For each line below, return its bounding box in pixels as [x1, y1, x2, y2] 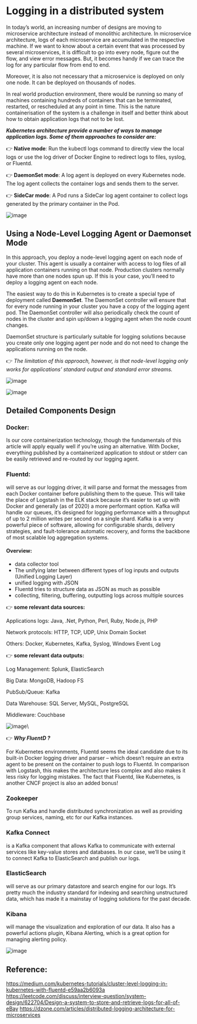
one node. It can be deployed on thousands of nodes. [6, 78, 136, 86]
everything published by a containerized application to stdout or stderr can [6, 449, 188, 457]
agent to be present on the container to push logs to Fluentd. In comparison [6, 760, 189, 767]
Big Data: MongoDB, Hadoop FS [6, 677, 84, 684]
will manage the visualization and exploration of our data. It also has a [6, 923, 175, 930]
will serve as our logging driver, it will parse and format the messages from [6, 484, 187, 491]
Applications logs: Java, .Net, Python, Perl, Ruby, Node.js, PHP [6, 617, 158, 624]
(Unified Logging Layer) [14, 573, 72, 580]
